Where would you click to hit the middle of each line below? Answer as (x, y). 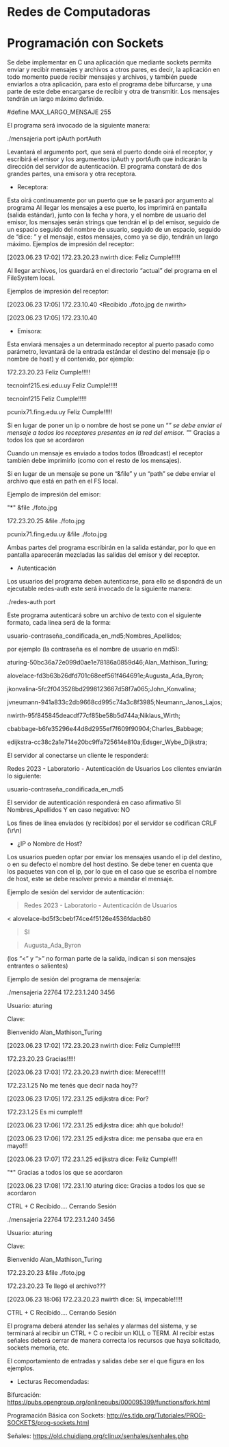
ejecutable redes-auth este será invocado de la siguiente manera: (99, 589)
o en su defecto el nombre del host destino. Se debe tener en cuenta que (110, 864)
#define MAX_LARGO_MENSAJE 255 (59, 112)
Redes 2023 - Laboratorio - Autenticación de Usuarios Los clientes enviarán (114, 769)
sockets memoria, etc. (38, 1348)
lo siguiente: (24, 776)
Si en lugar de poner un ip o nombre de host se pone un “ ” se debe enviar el (114, 425)
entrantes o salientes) (38, 966)
